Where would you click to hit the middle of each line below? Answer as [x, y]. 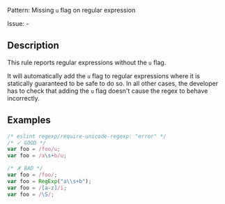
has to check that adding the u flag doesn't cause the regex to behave [108, 91]
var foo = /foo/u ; [34, 150]
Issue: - [18, 23]
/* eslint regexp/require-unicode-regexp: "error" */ [87, 136]
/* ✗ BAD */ [25, 168]
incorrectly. [24, 98]
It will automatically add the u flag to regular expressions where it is [104, 75]
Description [33, 46]
